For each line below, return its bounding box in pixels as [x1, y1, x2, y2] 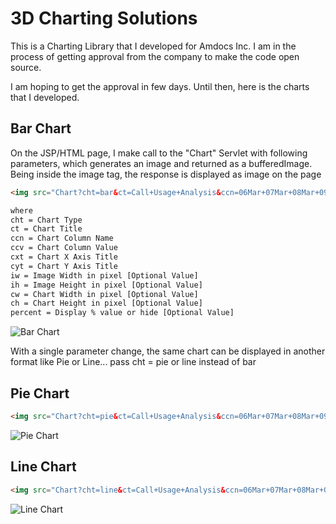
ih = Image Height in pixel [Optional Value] [10, 280, 203, 290]
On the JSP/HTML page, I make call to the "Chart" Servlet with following [10, 147, 308, 159]
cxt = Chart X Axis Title [10, 252, 118, 262]
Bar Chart [10, 120, 72, 137]
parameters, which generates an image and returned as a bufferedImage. [10, 157, 313, 169]
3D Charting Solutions [10, 7, 198, 30]
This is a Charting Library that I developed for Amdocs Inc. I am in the [10, 40, 297, 52]
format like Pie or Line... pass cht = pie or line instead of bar [10, 356, 257, 368]
